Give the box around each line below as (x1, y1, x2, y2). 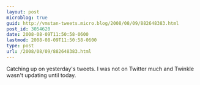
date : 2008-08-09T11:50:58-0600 (6, 32, 89, 38)
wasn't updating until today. (6, 71, 76, 79)
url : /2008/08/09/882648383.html (6, 49, 92, 55)
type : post (6, 43, 34, 49)
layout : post (6, 8, 40, 15)
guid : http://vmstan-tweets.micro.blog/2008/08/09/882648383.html (6, 20, 179, 26)
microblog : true (6, 15, 48, 21)
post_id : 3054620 (6, 25, 51, 32)
